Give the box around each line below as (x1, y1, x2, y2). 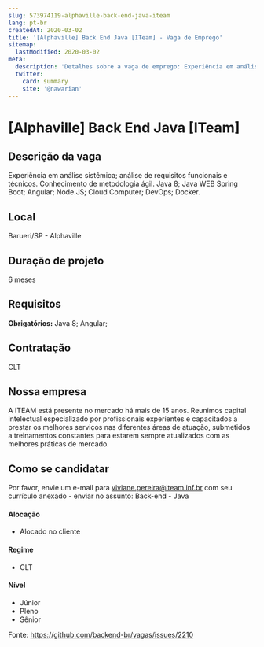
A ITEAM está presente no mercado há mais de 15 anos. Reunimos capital (8, 406, 247, 416)
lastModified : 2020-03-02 (15, 48, 101, 56)
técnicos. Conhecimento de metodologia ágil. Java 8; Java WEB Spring (8, 179, 238, 189)
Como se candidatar (8, 462, 110, 475)
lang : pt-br (8, 19, 47, 27)
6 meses (8, 275, 36, 284)
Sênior (19, 615, 42, 624)
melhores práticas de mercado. (8, 439, 110, 449)
